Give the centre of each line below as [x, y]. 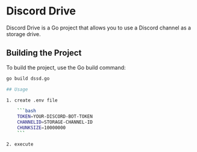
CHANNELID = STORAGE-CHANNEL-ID [55, 122]
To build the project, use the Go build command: [66, 67]
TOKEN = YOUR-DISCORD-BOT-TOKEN [55, 117]
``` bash [27, 111]
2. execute [20, 144]
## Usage [17, 89]
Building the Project [44, 53]
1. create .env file [32, 100]
